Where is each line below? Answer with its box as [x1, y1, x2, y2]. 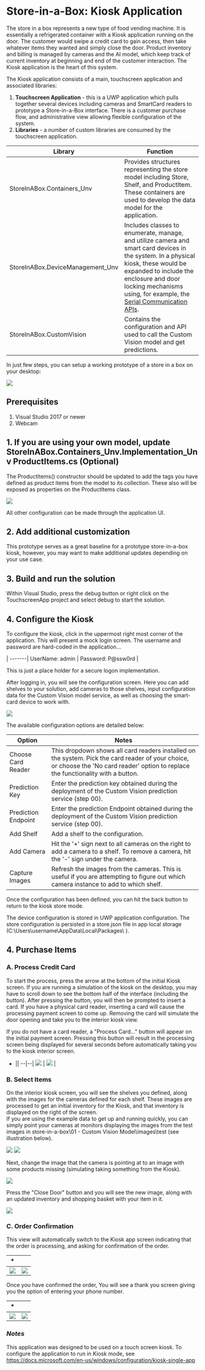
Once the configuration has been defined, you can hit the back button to [6, 896, 188, 903]
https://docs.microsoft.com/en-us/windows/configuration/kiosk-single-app [6, 1356, 196, 1364]
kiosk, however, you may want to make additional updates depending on [6, 549, 188, 557]
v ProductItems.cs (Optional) [6, 457, 119, 467]
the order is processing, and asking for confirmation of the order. [6, 1242, 170, 1250]
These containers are [124, 188, 185, 196]
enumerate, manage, [124, 228, 184, 237]
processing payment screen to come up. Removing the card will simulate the [6, 1009, 199, 1017]
